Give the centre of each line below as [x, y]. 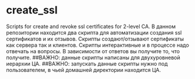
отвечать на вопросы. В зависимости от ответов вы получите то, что [93, 51]
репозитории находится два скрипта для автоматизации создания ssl [94, 32]
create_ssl [32, 10]
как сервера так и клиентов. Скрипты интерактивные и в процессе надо [98, 45]
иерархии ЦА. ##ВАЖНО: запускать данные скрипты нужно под [87, 63]
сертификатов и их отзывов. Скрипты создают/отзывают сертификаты [95, 39]
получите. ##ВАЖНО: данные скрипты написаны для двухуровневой [93, 57]
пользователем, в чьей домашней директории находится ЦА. [84, 70]
